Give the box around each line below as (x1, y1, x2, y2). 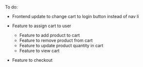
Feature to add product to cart (19, 33, 80, 38)
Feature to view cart (19, 48, 60, 53)
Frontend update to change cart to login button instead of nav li (12, 14, 139, 19)
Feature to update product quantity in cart (19, 43, 104, 48)
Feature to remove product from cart (19, 37, 93, 43)
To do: (5, 4, 18, 10)
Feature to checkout (12, 57, 53, 63)
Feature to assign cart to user (12, 23, 71, 29)
